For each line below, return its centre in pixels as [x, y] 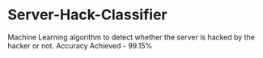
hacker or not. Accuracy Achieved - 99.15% [80, 45]
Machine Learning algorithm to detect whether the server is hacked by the [131, 37]
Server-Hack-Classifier [87, 15]
